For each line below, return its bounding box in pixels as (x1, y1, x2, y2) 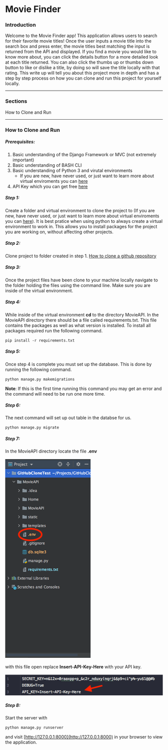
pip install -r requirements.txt (5, 338, 75, 343)
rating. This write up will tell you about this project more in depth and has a (5, 70, 159, 76)
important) (12, 157, 34, 163)
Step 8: (5, 702, 21, 708)
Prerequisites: (5, 139, 35, 145)
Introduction (5, 22, 36, 29)
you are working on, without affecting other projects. (5, 229, 113, 235)
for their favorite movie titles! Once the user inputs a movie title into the (5, 38, 151, 44)
